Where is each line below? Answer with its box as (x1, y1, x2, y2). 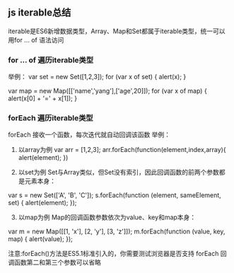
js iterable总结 (8, 6, 71, 19)
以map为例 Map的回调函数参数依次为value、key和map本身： (18, 213, 197, 221)
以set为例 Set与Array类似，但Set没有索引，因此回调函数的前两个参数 (18, 168, 220, 177)
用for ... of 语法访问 (8, 35, 64, 44)
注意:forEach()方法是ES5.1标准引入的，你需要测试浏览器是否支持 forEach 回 (8, 250, 227, 258)
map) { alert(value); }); (8, 235, 73, 243)
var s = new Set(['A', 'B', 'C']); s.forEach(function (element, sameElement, (8, 191, 221, 199)
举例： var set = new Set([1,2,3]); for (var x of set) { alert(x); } (8, 73, 187, 81)
